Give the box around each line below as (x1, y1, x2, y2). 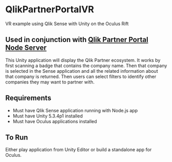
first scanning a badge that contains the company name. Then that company (5, 63, 167, 69)
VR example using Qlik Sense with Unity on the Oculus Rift (5, 21, 129, 27)
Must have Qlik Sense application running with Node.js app (12, 107, 138, 113)
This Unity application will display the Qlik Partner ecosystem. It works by (5, 57, 161, 63)
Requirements (5, 94, 51, 103)
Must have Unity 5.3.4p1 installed (12, 113, 83, 119)
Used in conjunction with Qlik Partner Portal (5, 35, 148, 44)
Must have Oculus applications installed (12, 118, 98, 124)
